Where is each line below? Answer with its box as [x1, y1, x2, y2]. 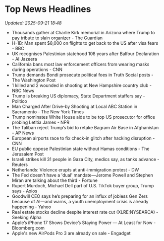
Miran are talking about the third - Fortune [11, 177, 98, 183]
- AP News [11, 130, 34, 136]
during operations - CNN [11, 66, 63, 73]
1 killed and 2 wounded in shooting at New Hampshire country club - [11, 82, 152, 88]
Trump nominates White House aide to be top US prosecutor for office [11, 114, 156, 120]
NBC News [11, 87, 34, 93]
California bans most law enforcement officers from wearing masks [11, 61, 150, 67]
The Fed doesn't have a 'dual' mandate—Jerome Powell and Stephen [11, 172, 153, 178]
